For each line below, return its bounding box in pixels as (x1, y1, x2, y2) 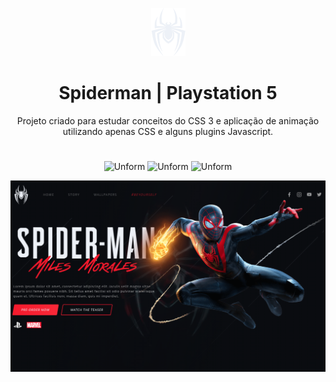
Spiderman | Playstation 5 (58, 82, 278, 105)
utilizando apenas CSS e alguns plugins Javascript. (62, 125, 274, 137)
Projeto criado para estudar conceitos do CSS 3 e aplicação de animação (16, 114, 320, 127)
